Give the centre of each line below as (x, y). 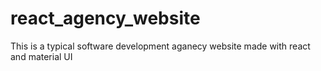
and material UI (41, 56)
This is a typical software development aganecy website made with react (160, 46)
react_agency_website (105, 18)
